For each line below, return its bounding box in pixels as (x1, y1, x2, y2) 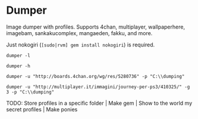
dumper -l (6, 52, 31, 58)
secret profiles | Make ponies (6, 105, 78, 113)
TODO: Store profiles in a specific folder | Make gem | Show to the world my (6, 99, 192, 107)
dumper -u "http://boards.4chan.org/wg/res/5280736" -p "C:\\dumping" (6, 73, 185, 79)
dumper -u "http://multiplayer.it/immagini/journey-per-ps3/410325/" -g (6, 84, 190, 90)
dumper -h (6, 63, 31, 69)
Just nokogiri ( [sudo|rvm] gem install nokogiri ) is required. (6, 41, 155, 48)
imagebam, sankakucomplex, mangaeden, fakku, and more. (6, 29, 153, 36)
